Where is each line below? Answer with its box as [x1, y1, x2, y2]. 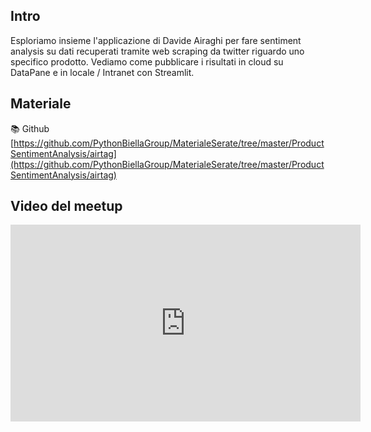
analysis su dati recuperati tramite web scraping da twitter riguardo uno [10, 45, 305, 57]
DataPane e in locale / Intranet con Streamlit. [10, 66, 195, 78]
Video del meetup [10, 198, 123, 215]
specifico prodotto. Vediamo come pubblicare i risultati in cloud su [10, 55, 284, 68]
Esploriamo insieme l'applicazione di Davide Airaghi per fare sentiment [10, 34, 302, 46]
